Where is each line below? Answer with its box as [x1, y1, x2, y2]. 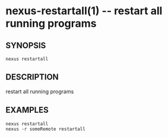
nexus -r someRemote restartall [5, 126, 85, 132]
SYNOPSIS [5, 40, 46, 50]
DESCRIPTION [5, 72, 59, 82]
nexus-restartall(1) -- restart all [5, 4, 163, 18]
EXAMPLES [5, 105, 49, 115]
